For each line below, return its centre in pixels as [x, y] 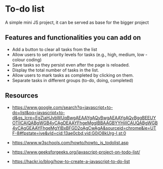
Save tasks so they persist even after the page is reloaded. [71, 65]
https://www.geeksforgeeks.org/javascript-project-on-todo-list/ [76, 152]
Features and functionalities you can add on [73, 38]
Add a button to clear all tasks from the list [54, 49]
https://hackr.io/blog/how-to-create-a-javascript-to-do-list [71, 161]
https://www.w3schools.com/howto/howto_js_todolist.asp [70, 142]
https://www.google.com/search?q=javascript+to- [63, 107]
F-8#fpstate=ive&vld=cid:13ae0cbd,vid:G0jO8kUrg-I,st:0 [69, 133]
